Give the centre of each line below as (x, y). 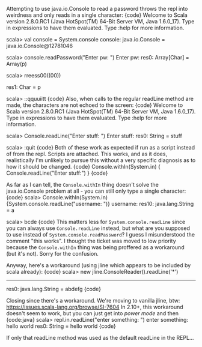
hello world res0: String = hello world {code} (61, 326)
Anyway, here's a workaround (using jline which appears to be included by (99, 265)
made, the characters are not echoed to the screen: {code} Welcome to (95, 105)
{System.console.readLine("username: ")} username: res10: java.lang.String (100, 204)
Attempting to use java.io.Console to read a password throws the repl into (97, 9)
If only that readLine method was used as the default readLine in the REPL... (100, 338)
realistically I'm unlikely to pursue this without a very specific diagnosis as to (101, 160)
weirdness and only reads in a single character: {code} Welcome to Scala (97, 15)
